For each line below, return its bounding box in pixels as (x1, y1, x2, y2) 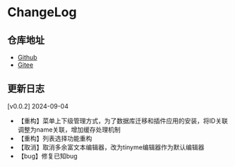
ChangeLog (7, 4, 77, 20)
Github (17, 54, 37, 61)
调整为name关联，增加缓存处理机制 (17, 125, 121, 134)
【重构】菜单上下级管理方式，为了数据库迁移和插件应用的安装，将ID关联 (17, 116, 228, 125)
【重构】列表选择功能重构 (17, 134, 92, 142)
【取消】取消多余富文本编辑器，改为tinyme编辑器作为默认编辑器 (17, 142, 205, 151)
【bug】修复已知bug (17, 151, 78, 160)
